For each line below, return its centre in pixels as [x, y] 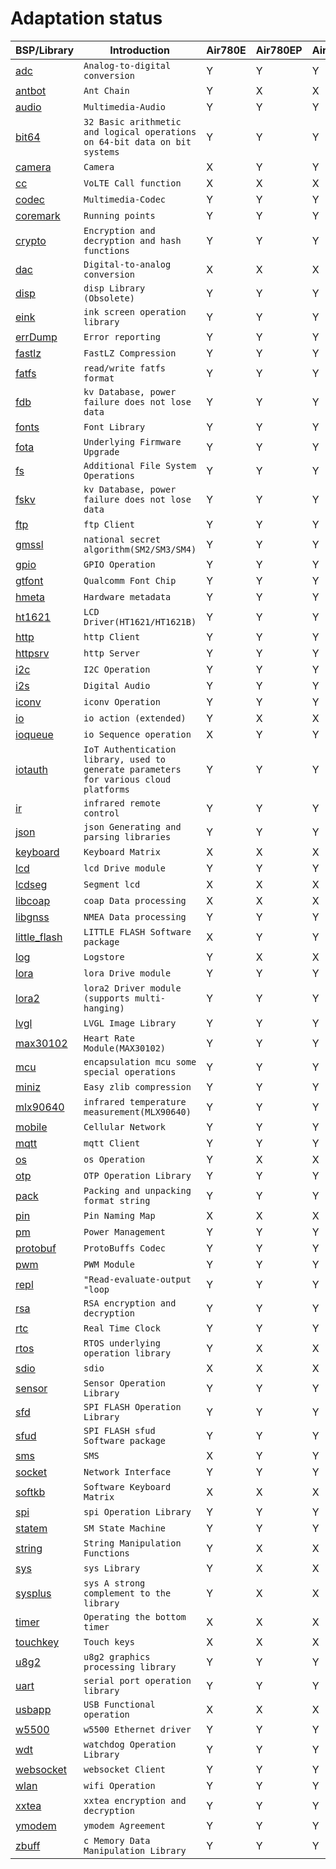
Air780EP [279, 50]
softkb [30, 1492]
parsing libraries [127, 836]
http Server [112, 653]
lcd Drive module [125, 868]
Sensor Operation [125, 1383]
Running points [119, 215]
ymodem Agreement [125, 1825]
